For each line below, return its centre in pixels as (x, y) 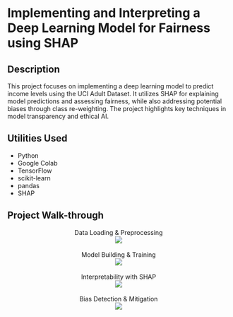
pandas (29, 185)
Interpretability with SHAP (119, 277)
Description (34, 69)
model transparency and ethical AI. (58, 116)
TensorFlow (35, 171)
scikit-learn (34, 178)
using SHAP (43, 43)
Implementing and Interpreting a (104, 13)
